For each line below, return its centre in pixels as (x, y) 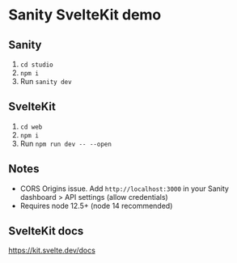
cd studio (37, 65)
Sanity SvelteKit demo (85, 15)
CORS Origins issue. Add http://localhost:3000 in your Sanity (124, 189)
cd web (31, 127)
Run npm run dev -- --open (66, 143)
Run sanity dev (46, 81)
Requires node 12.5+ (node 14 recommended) (96, 206)
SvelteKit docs (46, 231)
